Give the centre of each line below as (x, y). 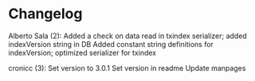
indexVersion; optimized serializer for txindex (82, 52)
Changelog (45, 14)
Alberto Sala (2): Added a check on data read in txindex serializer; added (127, 36)
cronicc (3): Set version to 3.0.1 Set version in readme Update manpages (127, 67)
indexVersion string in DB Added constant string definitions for (111, 44)
